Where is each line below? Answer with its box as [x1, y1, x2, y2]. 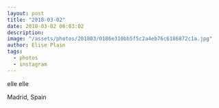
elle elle [7, 79, 29, 87]
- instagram [13, 61, 48, 68]
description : [7, 29, 44, 36]
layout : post [7, 10, 44, 17]
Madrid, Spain [7, 93, 47, 101]
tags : [7, 49, 23, 55]
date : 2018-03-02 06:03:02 [7, 23, 84, 29]
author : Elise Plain [7, 42, 66, 49]
